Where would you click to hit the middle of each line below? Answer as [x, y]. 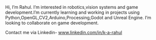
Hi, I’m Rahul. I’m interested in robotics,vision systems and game [72, 7]
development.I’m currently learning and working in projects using [72, 12]
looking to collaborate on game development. [52, 23]
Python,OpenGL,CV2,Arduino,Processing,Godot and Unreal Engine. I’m [78, 18]
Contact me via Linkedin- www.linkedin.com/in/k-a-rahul [64, 32]
